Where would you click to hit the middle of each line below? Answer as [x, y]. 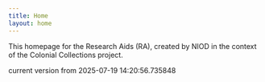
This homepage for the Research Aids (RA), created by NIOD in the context [132, 46]
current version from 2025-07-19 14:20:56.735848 [92, 70]
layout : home [30, 23]
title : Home [28, 16]
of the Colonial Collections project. [66, 55]
